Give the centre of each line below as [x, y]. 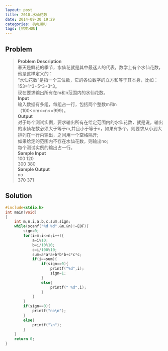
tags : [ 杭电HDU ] [21, 29]
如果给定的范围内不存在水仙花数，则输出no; [63, 141]
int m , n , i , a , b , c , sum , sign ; [43, 222]
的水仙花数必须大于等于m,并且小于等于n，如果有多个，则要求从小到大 [90, 128]
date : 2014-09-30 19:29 [30, 19]
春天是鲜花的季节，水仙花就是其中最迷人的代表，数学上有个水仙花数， [90, 67]
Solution [19, 196]
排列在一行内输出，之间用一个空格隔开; [58, 135]
